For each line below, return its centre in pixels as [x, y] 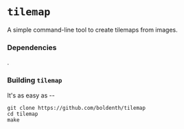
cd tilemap [23, 114]
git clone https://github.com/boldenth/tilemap [77, 108]
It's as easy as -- [31, 95]
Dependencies [32, 47]
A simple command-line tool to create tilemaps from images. [93, 30]
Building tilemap [35, 80]
